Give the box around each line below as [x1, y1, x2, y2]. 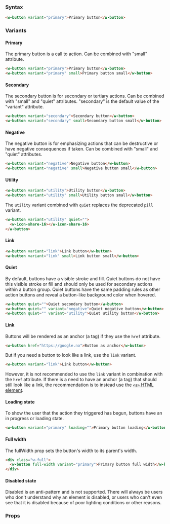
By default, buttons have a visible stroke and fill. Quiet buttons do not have [5, 275, 160, 282]
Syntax [5, 4, 23, 11]
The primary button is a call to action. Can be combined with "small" [5, 51, 148, 57]
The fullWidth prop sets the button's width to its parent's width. [5, 447, 138, 454]
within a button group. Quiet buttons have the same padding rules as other [5, 286, 160, 292]
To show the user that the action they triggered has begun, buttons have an [5, 410, 163, 416]
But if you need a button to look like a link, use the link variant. [5, 352, 137, 358]
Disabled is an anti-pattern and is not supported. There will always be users [5, 489, 163, 495]
